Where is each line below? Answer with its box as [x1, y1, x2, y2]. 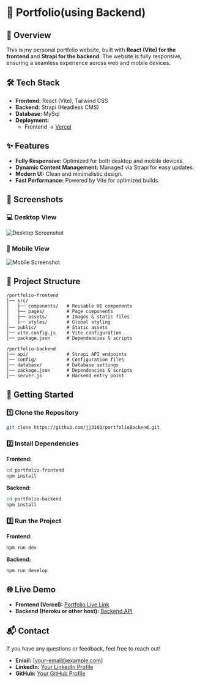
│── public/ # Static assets [6, 325, 108, 331]
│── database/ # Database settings [6, 362, 119, 368]
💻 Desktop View [6, 213, 57, 221]
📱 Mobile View [6, 244, 50, 253]
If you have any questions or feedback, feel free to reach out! [6, 645, 161, 652]
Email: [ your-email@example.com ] [15, 657, 103, 664]
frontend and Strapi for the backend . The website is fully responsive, [6, 53, 182, 60]
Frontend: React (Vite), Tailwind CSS [15, 97, 108, 104]
